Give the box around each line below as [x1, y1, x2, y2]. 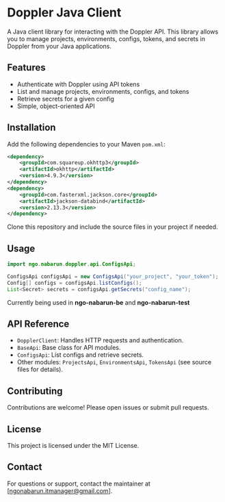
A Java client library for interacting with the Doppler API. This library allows [7, 27, 219, 36]
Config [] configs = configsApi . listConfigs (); [7, 279, 142, 286]
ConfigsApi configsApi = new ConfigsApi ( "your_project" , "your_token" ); [7, 273, 219, 280]
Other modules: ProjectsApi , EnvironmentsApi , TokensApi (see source [16, 358, 212, 366]
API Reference [7, 318, 70, 330]
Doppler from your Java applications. [7, 42, 111, 50]
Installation [7, 122, 56, 134]
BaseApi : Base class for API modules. [16, 344, 121, 352]
